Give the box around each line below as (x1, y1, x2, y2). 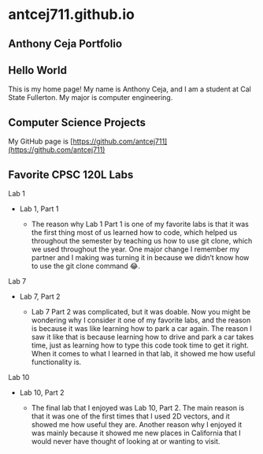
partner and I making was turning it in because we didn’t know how (31, 253, 250, 262)
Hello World (8, 63, 67, 76)
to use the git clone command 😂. (31, 262, 140, 271)
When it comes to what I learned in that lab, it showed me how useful (31, 349, 256, 359)
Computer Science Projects (8, 116, 146, 129)
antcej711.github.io (8, 6, 135, 24)
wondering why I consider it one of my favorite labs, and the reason (31, 315, 251, 325)
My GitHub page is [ (8, 136, 73, 147)
